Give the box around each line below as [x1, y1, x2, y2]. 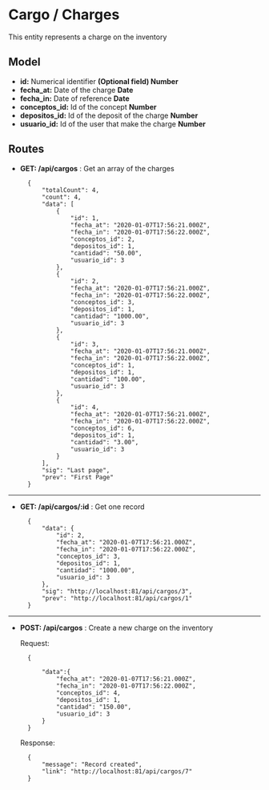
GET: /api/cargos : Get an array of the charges [19, 163, 175, 173]
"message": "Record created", [41, 760, 143, 768]
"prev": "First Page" [41, 473, 114, 481]
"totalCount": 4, [41, 186, 100, 194]
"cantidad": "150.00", [55, 703, 132, 711]
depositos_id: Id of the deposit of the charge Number [19, 110, 199, 120]
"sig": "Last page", [41, 466, 110, 474]
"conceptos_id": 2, [70, 235, 135, 243]
